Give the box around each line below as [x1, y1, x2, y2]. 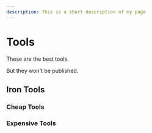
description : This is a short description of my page [6, 9, 147, 15]
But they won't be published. [6, 67, 79, 74]
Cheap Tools [6, 103, 45, 111]
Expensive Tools [6, 119, 56, 128]
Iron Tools [6, 84, 45, 95]
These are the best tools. [6, 55, 69, 63]
